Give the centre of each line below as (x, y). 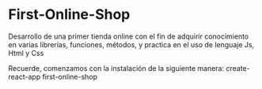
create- (238, 68)
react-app (25, 76)
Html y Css (26, 53)
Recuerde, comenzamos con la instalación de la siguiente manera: (116, 68)
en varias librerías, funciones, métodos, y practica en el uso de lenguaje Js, (131, 44)
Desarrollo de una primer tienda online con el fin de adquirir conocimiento (129, 36)
